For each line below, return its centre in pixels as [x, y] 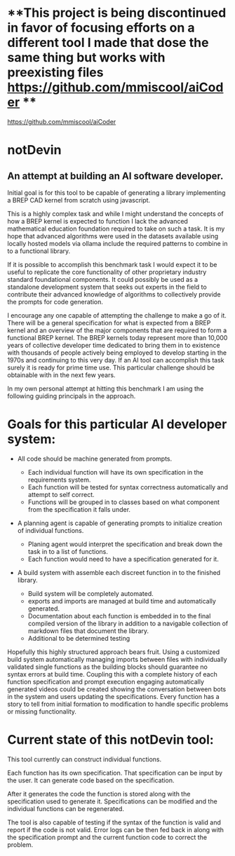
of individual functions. [51, 530]
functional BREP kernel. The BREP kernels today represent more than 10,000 [117, 337]
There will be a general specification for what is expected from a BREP [109, 322]
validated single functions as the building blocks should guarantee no [108, 667]
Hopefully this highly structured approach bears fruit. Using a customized [113, 652]
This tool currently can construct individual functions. [85, 759]
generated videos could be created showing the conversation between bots [117, 689]
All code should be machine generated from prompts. [95, 458]
